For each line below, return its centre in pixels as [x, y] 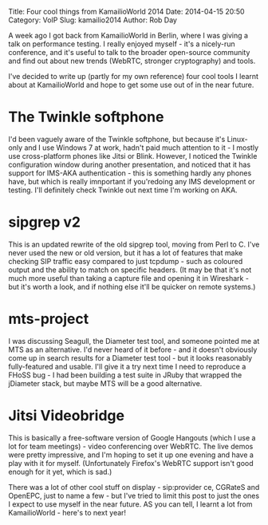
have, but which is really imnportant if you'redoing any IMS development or [132, 181]
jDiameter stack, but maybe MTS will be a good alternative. [105, 383]
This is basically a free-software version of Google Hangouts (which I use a [132, 437]
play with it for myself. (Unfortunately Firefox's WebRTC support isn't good [131, 463]
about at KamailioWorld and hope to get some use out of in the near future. [131, 85]
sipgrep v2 [45, 222]
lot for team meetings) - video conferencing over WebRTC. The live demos [131, 446]
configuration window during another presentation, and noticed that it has [130, 164]
